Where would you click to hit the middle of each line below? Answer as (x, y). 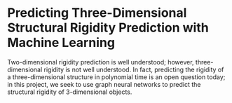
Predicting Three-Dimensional (97, 13)
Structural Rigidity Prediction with (108, 28)
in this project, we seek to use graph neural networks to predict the (104, 84)
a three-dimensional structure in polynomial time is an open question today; (116, 77)
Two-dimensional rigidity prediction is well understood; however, (101, 62)
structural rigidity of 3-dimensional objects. (70, 92)
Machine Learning (61, 43)
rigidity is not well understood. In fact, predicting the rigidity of (134, 69)
